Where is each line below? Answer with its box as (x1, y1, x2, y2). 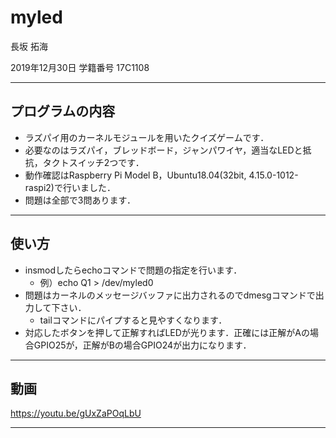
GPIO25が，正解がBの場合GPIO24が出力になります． (33, 339, 252, 351)
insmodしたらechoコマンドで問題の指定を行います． (24, 264, 243, 276)
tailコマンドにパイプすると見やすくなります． (39, 314, 228, 326)
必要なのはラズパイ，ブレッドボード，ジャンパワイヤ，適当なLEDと (24, 144, 303, 156)
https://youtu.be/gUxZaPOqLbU (10, 407, 142, 420)
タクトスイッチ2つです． (42, 156, 145, 168)
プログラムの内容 (10, 103, 116, 120)
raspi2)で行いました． (24, 181, 116, 193)
